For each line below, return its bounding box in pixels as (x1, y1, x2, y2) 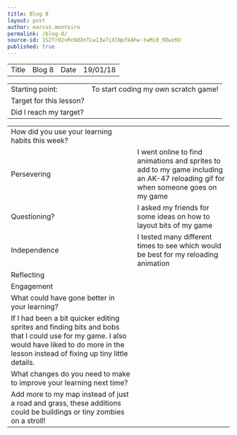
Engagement (11, 282, 54, 291)
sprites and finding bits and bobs (11, 323, 120, 332)
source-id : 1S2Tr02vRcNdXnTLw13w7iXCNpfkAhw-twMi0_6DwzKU (7, 37, 181, 44)
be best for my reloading (137, 250, 219, 259)
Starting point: (11, 84, 58, 94)
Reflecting (11, 270, 45, 279)
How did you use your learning (11, 127, 113, 137)
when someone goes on (137, 182, 217, 192)
